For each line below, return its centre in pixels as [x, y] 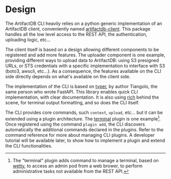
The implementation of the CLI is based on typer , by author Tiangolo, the [81, 86]
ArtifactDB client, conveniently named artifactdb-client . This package [78, 28]
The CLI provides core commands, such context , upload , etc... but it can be [84, 112]
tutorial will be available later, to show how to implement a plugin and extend [85, 140]
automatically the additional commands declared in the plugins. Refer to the [84, 129]
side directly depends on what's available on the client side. [68, 76]
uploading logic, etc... [28, 40]
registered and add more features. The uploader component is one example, [85, 55]
